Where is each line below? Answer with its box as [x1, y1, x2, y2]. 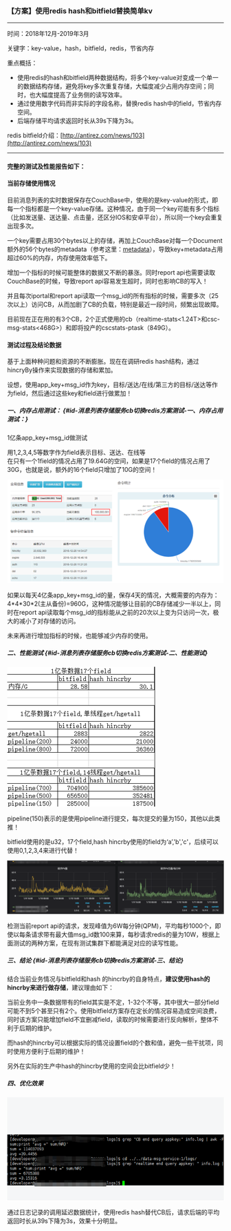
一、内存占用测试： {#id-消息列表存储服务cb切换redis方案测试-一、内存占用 [7, 406, 223, 415]
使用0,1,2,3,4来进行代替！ [7, 846, 79, 854]
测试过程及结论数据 [7, 340, 62, 349]
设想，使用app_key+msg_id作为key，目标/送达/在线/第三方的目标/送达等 [7, 381, 212, 389]
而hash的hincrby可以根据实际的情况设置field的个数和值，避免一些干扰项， [7, 1038, 218, 1047]
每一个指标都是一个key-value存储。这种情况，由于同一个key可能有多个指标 [7, 205, 220, 213]
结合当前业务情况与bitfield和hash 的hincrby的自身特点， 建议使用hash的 [7, 975, 210, 983]
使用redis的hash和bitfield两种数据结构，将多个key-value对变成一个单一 [16, 74, 219, 82]
